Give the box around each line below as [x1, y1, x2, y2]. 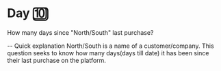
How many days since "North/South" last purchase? [7, 28, 154, 36]
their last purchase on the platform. [7, 56, 106, 64]
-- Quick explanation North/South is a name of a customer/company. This [7, 42, 214, 50]
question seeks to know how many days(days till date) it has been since [7, 48, 209, 57]
